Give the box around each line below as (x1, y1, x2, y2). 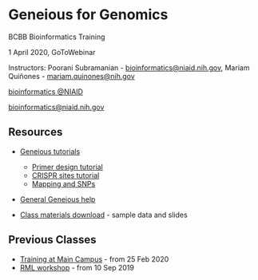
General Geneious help (19, 194, 96, 204)
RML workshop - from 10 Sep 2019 (19, 262, 134, 272)
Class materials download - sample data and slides (19, 210, 188, 219)
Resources (8, 125, 63, 139)
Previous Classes (8, 233, 97, 246)
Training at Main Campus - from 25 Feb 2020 (19, 254, 169, 264)
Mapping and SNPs (31, 179, 96, 188)
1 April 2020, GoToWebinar (8, 47, 96, 57)
